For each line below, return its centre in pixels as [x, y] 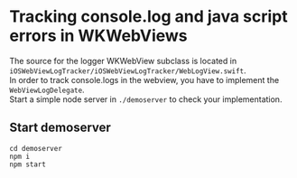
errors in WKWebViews [98, 36]
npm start [28, 164]
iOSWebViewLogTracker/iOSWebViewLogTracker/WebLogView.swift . [128, 70]
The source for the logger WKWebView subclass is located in [123, 61]
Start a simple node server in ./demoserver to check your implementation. [146, 99]
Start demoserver [60, 128]
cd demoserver [36, 148]
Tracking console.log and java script [148, 17]
